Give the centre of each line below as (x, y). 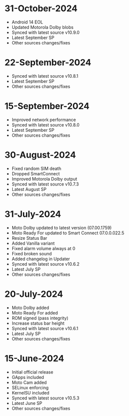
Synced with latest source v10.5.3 (45, 398)
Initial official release (32, 372)
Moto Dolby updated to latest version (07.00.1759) (62, 228)
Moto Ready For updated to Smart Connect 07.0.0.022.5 (68, 233)
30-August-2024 (40, 155)
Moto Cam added (29, 382)
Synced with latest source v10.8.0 (45, 125)
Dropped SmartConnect (36, 173)
